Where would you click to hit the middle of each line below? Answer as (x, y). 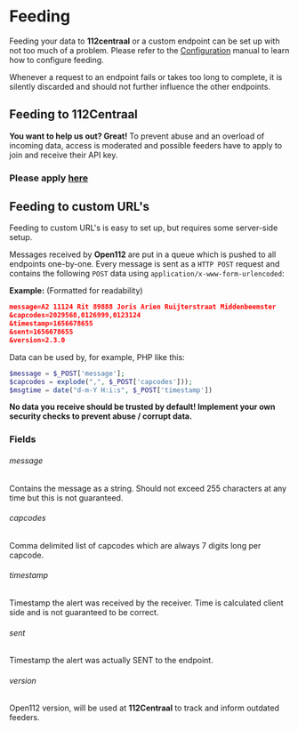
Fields (23, 439)
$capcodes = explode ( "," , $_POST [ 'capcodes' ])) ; (101, 381)
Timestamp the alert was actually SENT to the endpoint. (111, 661)
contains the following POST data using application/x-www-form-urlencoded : (147, 274)
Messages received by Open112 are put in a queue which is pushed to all (143, 254)
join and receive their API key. (64, 155)
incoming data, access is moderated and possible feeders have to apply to (146, 145)
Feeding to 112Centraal (73, 114)
